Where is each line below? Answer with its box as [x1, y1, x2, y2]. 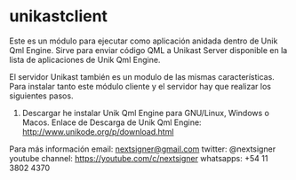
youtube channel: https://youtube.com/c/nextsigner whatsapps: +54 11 [9, 153, 268, 163]
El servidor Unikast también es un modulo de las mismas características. [9, 71, 276, 82]
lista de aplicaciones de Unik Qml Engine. [9, 54, 161, 65]
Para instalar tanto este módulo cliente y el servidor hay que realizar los [9, 81, 271, 91]
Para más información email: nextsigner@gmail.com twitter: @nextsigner [9, 144, 276, 154]
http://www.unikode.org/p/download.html [21, 126, 174, 137]
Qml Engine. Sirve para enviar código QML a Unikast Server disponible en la [9, 44, 288, 55]
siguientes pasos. [9, 90, 74, 101]
